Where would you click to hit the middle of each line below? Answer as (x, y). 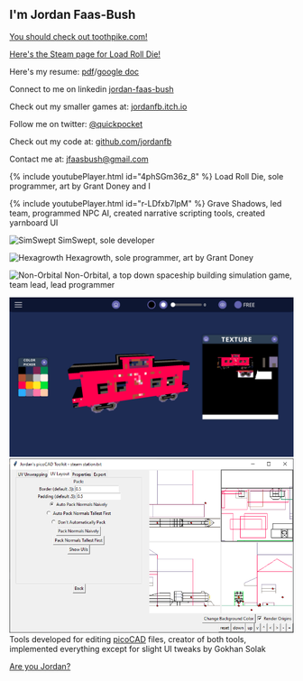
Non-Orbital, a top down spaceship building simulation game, (178, 275)
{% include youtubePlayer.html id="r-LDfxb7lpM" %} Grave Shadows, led (146, 203)
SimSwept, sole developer (106, 240)
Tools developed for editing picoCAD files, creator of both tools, (128, 640)
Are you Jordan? (40, 667)
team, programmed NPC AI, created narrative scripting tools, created (138, 213)
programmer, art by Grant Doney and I (80, 186)
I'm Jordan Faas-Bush (73, 15)
